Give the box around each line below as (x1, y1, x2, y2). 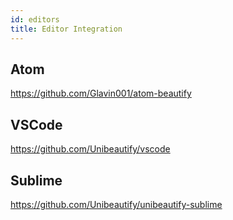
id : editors (10, 14, 60, 25)
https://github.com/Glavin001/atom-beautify (10, 87, 192, 100)
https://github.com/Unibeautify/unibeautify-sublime (10, 198, 223, 210)
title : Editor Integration (10, 24, 123, 34)
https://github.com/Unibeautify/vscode (10, 143, 171, 155)
